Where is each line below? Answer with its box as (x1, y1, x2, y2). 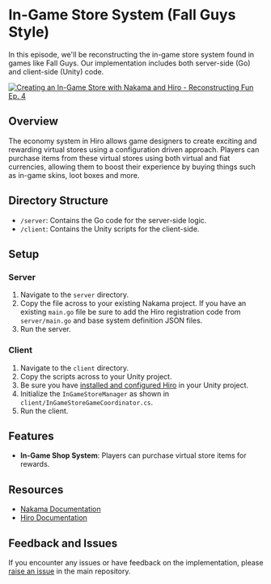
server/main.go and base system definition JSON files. (19, 315, 203, 325)
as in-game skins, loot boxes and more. (8, 170, 140, 180)
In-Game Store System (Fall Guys (8, 6, 236, 24)
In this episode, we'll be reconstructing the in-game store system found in (8, 49, 255, 59)
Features (8, 429, 54, 442)
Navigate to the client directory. (19, 362, 129, 373)
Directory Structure (8, 194, 109, 208)
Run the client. (19, 406, 69, 416)
